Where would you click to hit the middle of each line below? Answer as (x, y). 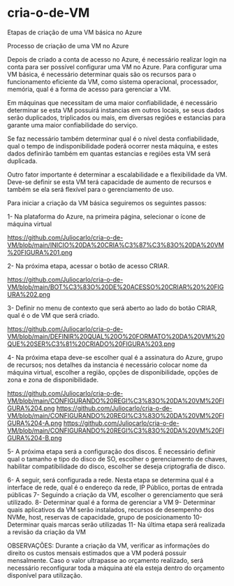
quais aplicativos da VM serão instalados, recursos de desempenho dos (111, 510)
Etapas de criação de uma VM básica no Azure (75, 32)
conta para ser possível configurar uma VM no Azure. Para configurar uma (115, 67)
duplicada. (22, 161)
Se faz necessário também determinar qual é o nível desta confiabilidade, (113, 139)
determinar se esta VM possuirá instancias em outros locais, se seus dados (116, 110)
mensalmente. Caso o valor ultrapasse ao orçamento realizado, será (105, 560)
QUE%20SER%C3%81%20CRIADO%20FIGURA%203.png (91, 344)
